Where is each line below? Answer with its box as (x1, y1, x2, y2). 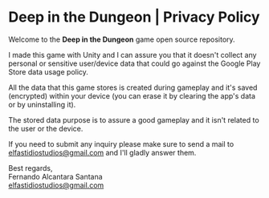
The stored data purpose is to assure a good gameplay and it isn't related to (8, 115, 259, 124)
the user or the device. (8, 123, 84, 133)
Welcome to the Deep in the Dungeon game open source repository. (8, 34, 235, 44)
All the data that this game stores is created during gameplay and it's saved (8, 83, 258, 92)
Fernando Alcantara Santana (8, 172, 103, 181)
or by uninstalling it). (8, 99, 76, 109)
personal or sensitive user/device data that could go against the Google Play (8, 59, 261, 68)
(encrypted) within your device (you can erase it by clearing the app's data (8, 91, 255, 100)
